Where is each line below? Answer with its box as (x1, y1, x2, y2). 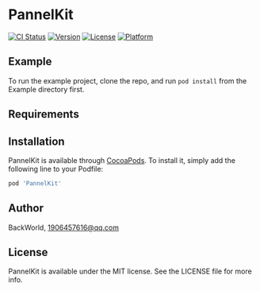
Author (8, 201, 44, 215)
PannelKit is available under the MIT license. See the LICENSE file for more (8, 266, 252, 276)
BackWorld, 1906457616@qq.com (8, 223, 119, 232)
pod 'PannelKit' (8, 179, 62, 188)
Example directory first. (8, 84, 85, 94)
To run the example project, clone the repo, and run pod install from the (8, 76, 247, 85)
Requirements (8, 107, 79, 121)
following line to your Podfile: (8, 164, 104, 173)
